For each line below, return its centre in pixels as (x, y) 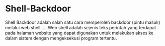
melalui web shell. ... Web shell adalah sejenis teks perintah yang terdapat (81, 27)
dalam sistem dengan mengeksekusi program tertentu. (61, 38)
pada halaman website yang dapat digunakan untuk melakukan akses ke (79, 33)
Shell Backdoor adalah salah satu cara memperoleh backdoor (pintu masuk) (83, 22)
